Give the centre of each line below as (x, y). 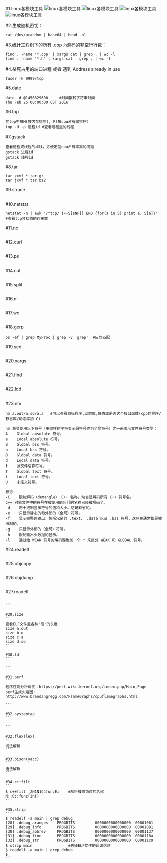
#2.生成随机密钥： (24, 25)
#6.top (12, 112)
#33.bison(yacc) (22, 759)
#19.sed (13, 347)
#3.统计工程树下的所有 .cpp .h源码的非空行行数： (56, 45)
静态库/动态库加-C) (23, 419)
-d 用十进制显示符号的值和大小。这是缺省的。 (49, 508)
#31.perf (14, 677)
